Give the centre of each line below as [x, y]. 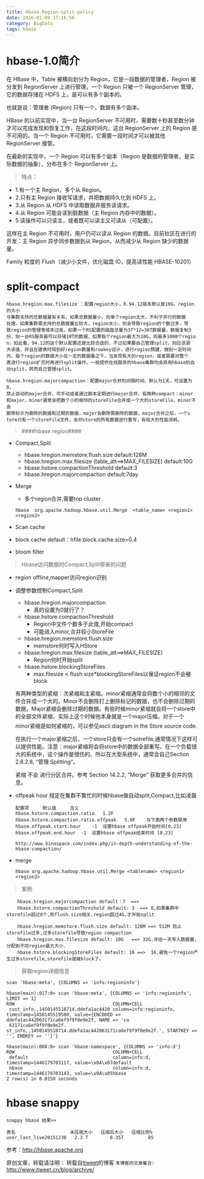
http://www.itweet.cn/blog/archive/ [50, 1170]
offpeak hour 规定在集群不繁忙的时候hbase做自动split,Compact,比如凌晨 [106, 795]
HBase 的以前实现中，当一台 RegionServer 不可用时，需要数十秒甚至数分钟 [100, 120]
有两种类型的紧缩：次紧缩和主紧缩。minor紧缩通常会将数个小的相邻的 [102, 693]
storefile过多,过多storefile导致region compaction [69, 933]
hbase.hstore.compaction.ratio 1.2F [64, 814]
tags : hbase [21, 29]
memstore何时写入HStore [65, 646]
